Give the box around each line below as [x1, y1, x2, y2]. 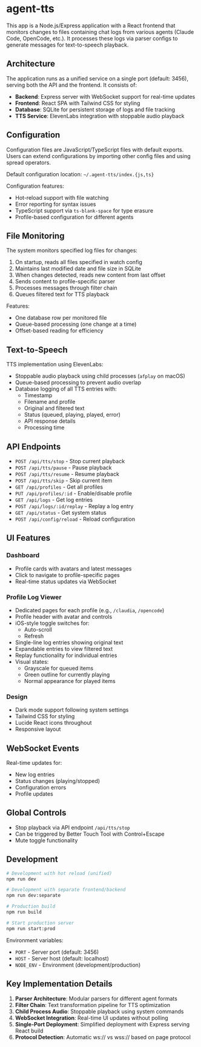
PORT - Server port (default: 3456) [15, 948, 99, 956]
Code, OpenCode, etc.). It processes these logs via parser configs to [6, 35, 178, 42]
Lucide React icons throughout [15, 719, 92, 727]
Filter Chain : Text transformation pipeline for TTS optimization [15, 1001, 171, 1008]
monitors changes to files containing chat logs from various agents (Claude [6, 28, 194, 35]
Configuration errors [15, 784, 67, 791]
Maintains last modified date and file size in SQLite [15, 265, 141, 272]
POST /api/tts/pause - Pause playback [15, 464, 112, 471]
